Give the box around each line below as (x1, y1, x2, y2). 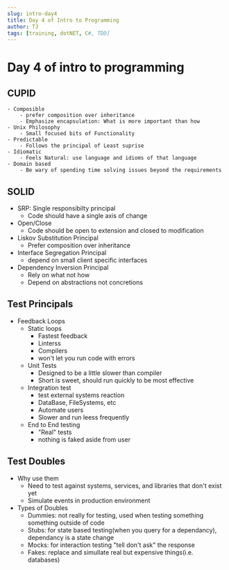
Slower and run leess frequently (37, 413, 130, 422)
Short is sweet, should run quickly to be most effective (37, 376, 194, 384)
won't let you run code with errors (37, 353, 135, 362)
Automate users (37, 406, 84, 414)
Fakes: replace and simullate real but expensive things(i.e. (27, 548, 194, 556)
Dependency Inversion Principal (17, 263, 109, 272)
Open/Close (17, 219, 52, 227)
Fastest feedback (37, 332, 88, 340)
